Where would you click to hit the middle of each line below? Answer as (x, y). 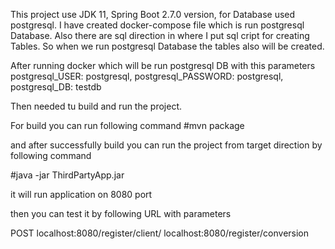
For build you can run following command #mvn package (127, 125)
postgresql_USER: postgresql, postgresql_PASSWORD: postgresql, (147, 76)
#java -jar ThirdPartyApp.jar (67, 175)
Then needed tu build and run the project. (96, 106)
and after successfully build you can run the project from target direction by (166, 145)
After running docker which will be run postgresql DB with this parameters (163, 65)
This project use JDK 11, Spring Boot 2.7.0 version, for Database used (153, 14)
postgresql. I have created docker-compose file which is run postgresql (157, 25)
